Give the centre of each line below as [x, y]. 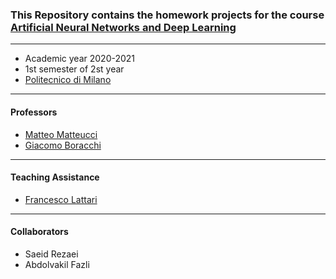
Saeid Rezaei [51, 254]
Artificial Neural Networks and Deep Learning [123, 27]
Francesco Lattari [61, 199]
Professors [34, 112]
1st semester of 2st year [74, 69]
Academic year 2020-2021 [80, 59]
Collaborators [39, 232]
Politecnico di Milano [68, 80]
